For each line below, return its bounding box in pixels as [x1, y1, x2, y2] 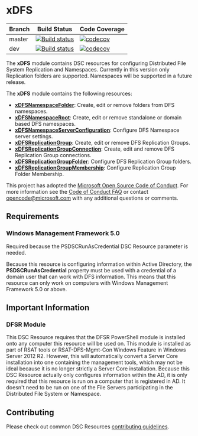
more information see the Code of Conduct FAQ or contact [6, 188, 149, 195]
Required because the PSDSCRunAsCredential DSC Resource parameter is [6, 243, 188, 250]
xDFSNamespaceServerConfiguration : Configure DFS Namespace [14, 126, 180, 134]
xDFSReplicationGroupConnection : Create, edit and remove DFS [14, 145, 174, 152]
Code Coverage [79, 25, 125, 33]
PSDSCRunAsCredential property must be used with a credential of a [6, 266, 176, 274]
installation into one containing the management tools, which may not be [6, 359, 183, 366]
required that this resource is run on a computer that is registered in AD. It [6, 378, 186, 385]
